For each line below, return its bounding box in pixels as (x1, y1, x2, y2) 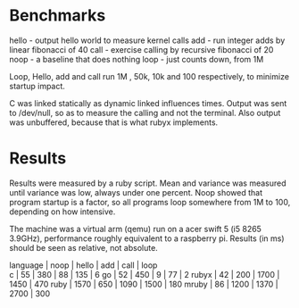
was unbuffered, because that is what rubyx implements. (9, 117, 219, 128)
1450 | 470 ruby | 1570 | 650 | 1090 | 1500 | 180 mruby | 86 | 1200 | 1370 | (9, 279, 278, 289)
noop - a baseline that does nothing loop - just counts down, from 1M (9, 54, 264, 64)
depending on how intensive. (9, 206, 116, 217)
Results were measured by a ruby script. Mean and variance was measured (9, 178, 287, 188)
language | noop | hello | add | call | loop (9, 260, 158, 271)
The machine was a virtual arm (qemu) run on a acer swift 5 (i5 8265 (9, 223, 262, 234)
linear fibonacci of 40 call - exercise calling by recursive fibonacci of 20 (9, 44, 274, 54)
